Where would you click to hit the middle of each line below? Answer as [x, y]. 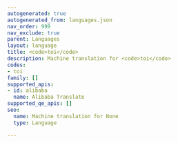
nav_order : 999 [29, 26]
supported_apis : [30, 84]
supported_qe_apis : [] [40, 104]
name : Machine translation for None [66, 116]
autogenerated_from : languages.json [60, 20]
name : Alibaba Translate [49, 97]
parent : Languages [33, 39]
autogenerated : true [37, 13]
